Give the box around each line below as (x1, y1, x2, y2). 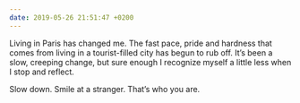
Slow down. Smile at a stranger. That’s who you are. (9, 83, 201, 94)
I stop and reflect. (9, 66, 74, 77)
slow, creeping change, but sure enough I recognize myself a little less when (9, 56, 292, 67)
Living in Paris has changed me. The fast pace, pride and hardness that (9, 38, 273, 48)
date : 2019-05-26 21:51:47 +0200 (9, 13, 134, 22)
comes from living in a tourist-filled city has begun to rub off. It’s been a (9, 47, 273, 58)
